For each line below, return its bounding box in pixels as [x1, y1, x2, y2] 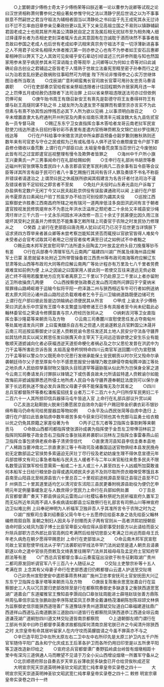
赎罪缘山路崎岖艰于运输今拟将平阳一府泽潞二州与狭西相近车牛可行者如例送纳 [5, 286, 159, 291]
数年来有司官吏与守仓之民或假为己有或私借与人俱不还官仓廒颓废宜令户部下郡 [5, 139, 159, 144]
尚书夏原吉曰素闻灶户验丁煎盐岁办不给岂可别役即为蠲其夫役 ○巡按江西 [5, 194, 156, 199]
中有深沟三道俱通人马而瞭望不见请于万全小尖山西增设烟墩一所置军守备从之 [9, 652, 159, 658]
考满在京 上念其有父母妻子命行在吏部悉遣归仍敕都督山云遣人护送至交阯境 [5, 567, 152, 572]
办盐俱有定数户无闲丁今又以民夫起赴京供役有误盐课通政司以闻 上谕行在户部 [5, 188, 156, 193]
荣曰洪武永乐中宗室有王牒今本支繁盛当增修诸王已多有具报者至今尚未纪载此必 [5, 304, 159, 310]
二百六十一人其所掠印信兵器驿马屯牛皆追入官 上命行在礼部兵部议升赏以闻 [5, 396, 152, 401]
